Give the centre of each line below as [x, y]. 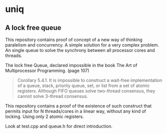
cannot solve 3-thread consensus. [53, 96]
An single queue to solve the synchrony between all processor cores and [80, 50]
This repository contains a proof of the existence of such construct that [79, 106]
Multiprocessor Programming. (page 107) [47, 70]
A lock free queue [33, 28]
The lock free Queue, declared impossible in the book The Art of [71, 65]
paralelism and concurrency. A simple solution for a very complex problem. [82, 45]
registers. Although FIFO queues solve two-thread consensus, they [86, 91]
